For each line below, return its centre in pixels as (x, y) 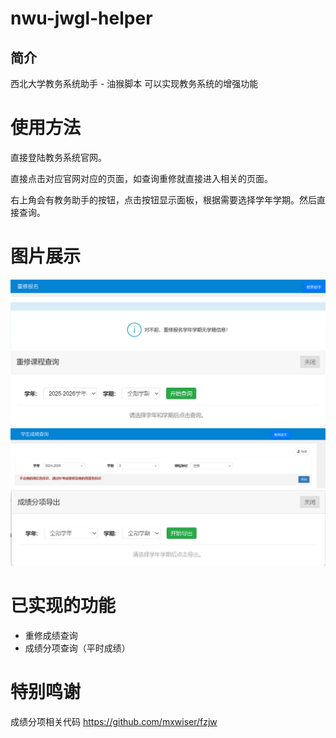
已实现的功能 (63, 606)
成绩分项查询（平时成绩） (77, 648)
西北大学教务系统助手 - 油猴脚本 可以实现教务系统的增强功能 (134, 83)
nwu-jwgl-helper (81, 18)
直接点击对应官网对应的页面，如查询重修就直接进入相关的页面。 (141, 178)
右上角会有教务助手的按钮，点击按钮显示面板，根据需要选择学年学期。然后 (163, 199)
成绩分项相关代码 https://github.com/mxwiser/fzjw (114, 722)
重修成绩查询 (51, 636)
